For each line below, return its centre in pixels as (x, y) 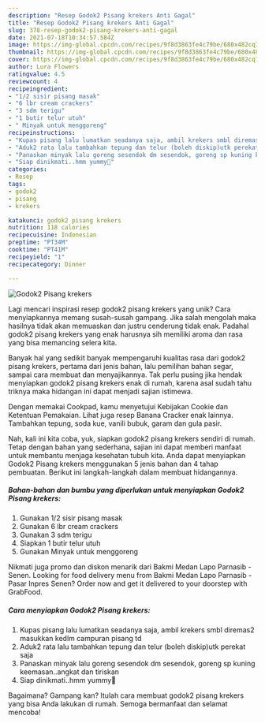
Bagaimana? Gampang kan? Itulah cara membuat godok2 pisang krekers (126, 695)
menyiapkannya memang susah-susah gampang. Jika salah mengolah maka (132, 317)
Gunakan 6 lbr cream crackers (69, 527)
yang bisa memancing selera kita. (63, 342)
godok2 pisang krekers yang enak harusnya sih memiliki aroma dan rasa (125, 334)
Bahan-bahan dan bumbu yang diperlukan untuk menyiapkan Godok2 (126, 490)
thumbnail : (26, 52)
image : (19, 45)
